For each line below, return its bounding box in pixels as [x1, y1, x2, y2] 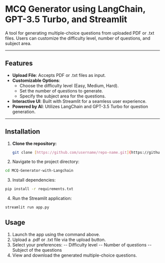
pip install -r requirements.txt [5, 187, 74, 191]
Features [5, 59, 33, 68]
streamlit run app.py [5, 205, 50, 210]
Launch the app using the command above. [12, 231, 100, 237]
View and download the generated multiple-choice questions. [12, 252, 137, 258]
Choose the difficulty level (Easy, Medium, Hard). [19, 82, 119, 89]
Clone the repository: [12, 141, 57, 146]
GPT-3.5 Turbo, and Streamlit [5, 14, 128, 25]
